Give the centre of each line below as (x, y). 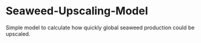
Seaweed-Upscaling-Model (77, 11)
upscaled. (18, 33)
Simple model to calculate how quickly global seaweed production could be (100, 27)
